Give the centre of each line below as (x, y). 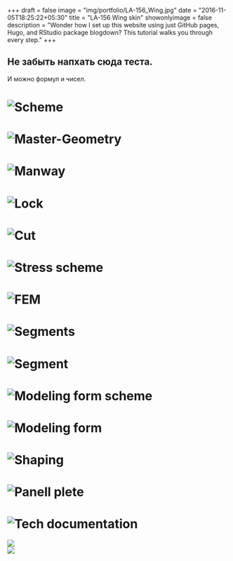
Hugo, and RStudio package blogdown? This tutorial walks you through (110, 32)
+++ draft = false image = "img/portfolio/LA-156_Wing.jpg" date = (102, 10)
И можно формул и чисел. (47, 79)
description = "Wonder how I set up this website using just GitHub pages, (113, 25)
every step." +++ (32, 40)
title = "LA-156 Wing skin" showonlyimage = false (141, 18)
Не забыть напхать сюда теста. (80, 62)
